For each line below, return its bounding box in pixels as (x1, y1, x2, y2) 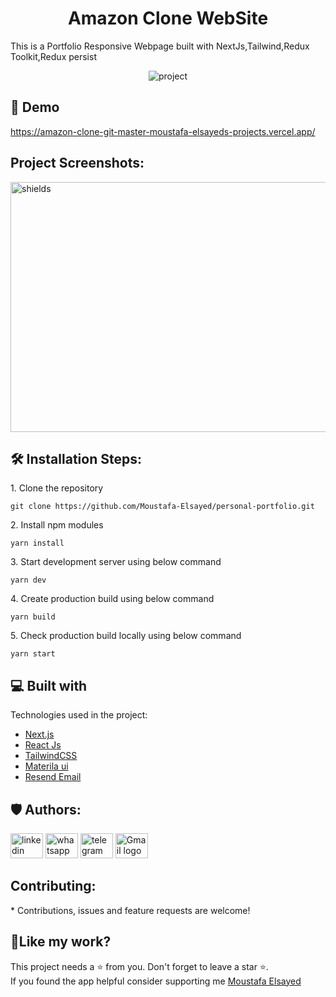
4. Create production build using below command (10, 593, 215, 605)
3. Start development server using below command (10, 556, 222, 568)
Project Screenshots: (10, 155, 145, 172)
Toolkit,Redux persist (10, 50, 97, 62)
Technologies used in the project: (10, 709, 148, 721)
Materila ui (24, 760, 69, 772)
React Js (24, 739, 62, 751)
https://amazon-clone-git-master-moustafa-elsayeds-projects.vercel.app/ (10, 125, 316, 137)
